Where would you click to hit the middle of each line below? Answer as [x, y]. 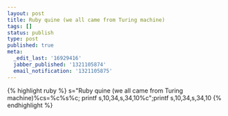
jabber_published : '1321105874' [60, 65]
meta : [15, 52]
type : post [23, 39]
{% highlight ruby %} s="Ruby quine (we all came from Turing [95, 91]
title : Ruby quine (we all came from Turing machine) [86, 20]
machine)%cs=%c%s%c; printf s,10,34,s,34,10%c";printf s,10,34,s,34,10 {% [115, 97]
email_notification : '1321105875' [63, 71]
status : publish [30, 33]
